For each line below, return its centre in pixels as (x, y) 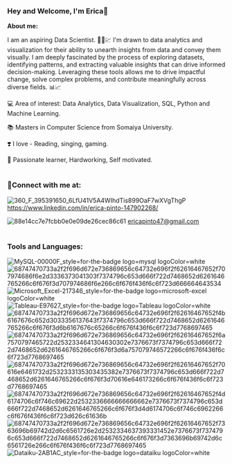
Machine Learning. (34, 114)
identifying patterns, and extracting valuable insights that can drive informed (116, 64)
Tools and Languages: (45, 247)
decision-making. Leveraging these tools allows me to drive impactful (106, 72)
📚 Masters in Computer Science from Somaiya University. (90, 127)
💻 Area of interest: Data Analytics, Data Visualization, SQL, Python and (108, 104)
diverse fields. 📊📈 (34, 87)
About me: (23, 26)
